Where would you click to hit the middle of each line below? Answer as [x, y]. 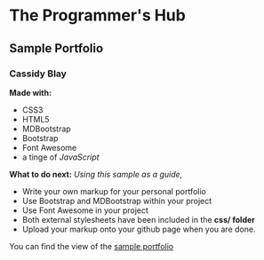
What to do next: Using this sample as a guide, [96, 174]
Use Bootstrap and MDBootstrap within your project [117, 201]
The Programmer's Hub [98, 16]
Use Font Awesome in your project [85, 210]
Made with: [30, 92]
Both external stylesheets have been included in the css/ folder [139, 219]
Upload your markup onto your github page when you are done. [139, 229]
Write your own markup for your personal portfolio [114, 191]
